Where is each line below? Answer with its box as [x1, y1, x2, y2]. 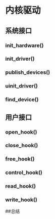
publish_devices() [5, 69, 50, 76]
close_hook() [5, 142, 38, 149]
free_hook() [5, 155, 35, 162]
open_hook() [5, 128, 37, 136]
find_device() [5, 96, 39, 103]
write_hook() [5, 196, 38, 203]
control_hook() [5, 169, 43, 176]
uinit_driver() [5, 82, 38, 90]
